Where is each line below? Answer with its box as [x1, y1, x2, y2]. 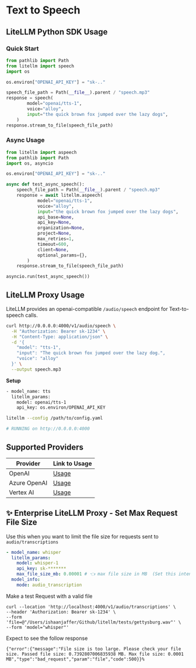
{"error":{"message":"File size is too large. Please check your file [6, 646, 181, 652]
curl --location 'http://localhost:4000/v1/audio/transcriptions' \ [6, 604, 176, 609]
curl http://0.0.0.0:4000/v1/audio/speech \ [6, 323, 116, 328]
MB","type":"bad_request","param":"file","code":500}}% [6, 656, 145, 662]
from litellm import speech [6, 63, 75, 69]
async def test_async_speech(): [6, 181, 85, 187]
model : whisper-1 [16, 560, 59, 566]
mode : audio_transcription [16, 582, 82, 588]
